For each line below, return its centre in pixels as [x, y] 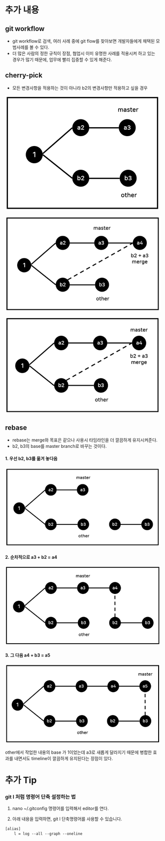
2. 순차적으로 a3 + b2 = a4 [31, 557]
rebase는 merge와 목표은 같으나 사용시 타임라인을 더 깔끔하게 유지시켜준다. [85, 440]
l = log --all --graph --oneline [48, 834]
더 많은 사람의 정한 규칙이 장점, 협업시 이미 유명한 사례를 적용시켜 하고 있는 [84, 53]
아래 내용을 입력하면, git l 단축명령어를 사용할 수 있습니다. [67, 819]
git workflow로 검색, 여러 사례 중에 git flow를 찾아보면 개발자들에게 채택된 [83, 41]
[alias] [13, 829]
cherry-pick [24, 75]
